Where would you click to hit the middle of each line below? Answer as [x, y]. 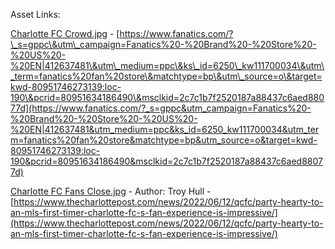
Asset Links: [35, 14]
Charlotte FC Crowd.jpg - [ [65, 33]
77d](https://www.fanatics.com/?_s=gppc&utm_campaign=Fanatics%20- [161, 108]
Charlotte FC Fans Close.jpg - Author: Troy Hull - [111, 191]
